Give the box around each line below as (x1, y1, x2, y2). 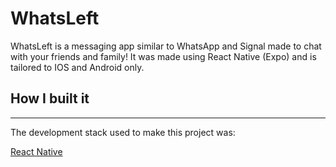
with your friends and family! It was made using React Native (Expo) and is (10, 50, 317, 62)
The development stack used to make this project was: (10, 126, 236, 138)
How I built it (10, 90, 90, 107)
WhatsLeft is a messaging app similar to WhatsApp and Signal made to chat (10, 40, 322, 52)
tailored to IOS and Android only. (10, 61, 145, 73)
